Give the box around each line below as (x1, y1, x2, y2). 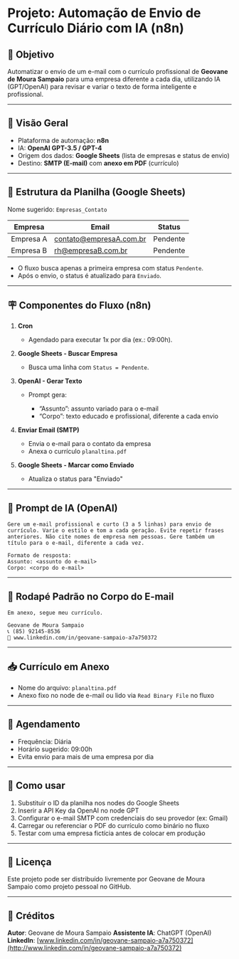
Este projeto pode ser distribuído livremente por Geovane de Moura (7, 875, 206, 884)
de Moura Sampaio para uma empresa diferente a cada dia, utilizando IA (7, 75, 221, 83)
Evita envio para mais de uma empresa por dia (17, 752, 154, 761)
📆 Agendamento (7, 719, 80, 731)
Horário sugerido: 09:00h (17, 745, 92, 753)
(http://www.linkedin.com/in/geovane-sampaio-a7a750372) (7, 944, 182, 953)
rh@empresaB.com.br (54, 245, 128, 255)
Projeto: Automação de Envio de (7, 5, 201, 21)
